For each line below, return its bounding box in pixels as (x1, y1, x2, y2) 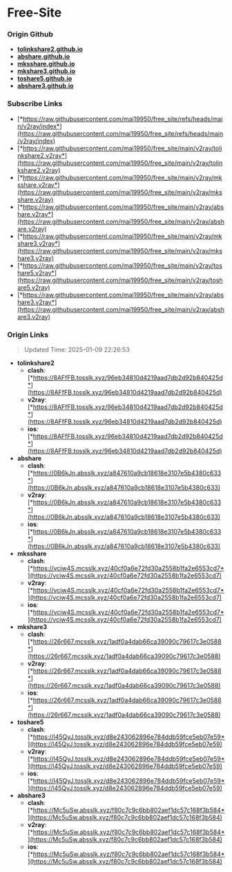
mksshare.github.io (17, 60, 75, 68)
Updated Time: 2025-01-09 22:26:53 (23, 346, 130, 354)
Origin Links (7, 330, 49, 339)
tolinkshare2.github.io (17, 45, 83, 53)
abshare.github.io (17, 52, 70, 61)
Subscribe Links (7, 99, 63, 108)
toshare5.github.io (17, 75, 72, 83)
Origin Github (7, 30, 54, 39)
